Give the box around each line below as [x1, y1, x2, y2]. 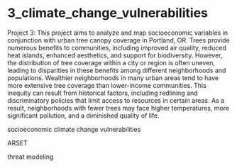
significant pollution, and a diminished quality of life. [7, 111, 160, 120]
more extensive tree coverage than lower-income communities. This [7, 81, 207, 89]
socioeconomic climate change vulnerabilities [7, 125, 141, 133]
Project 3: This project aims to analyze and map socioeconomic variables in [7, 28, 228, 37]
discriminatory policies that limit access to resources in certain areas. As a [7, 96, 225, 104]
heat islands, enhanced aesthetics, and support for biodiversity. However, [7, 51, 223, 60]
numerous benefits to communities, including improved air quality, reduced [7, 43, 227, 52]
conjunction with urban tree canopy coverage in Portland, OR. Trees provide [7, 35, 231, 44]
